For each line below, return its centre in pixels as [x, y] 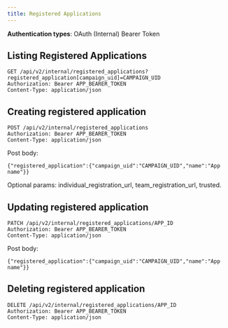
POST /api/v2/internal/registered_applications [78, 128]
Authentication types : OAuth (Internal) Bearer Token [84, 34]
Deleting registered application [76, 289]
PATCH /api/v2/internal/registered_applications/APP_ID [90, 224]
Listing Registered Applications [77, 56]
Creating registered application [77, 112]
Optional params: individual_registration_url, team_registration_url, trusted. [114, 185]
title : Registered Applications [54, 14]
